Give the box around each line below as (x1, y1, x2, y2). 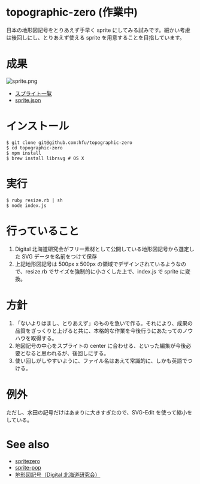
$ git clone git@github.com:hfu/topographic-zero (6, 139, 133, 146)
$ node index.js (6, 202, 47, 209)
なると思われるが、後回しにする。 (25, 349, 110, 357)
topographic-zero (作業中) (6, 5, 138, 19)
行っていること (6, 224, 80, 238)
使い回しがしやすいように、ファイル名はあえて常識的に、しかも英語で (14, 357, 187, 364)
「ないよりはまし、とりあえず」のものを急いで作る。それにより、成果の (14, 319, 193, 327)
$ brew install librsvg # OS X (6, 155, 84, 161)
